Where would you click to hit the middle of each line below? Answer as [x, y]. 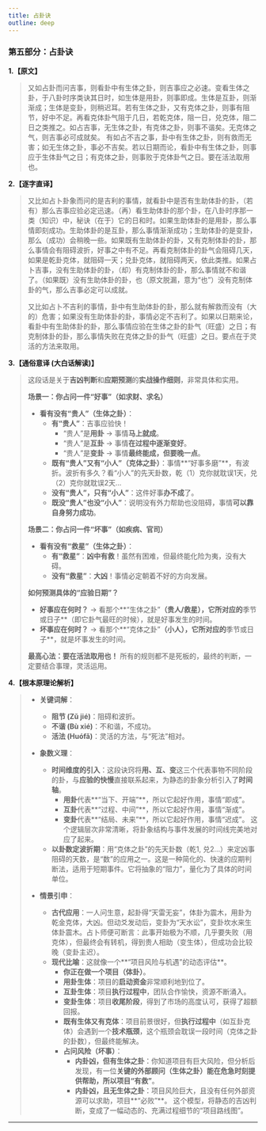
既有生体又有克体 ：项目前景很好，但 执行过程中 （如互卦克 [157, 1021]
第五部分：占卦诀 [41, 52]
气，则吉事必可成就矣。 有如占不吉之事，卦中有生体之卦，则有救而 [136, 137]
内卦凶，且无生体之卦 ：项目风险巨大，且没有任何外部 [161, 1091]
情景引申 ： [57, 895]
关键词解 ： [57, 699]
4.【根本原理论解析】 [43, 683]
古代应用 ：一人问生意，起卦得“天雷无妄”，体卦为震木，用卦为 [151, 912]
